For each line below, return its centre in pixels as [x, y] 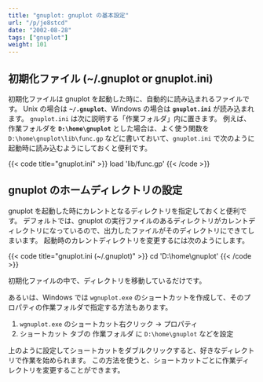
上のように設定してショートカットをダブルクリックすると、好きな [115, 350]
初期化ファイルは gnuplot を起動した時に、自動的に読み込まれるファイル [126, 98]
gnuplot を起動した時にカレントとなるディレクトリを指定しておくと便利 [124, 211]
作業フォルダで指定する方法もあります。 [107, 307]
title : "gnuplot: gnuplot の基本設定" [69, 15]
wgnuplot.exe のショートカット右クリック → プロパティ [109, 324]
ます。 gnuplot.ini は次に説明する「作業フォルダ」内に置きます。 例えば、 [130, 118]
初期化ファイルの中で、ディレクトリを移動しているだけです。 [107, 281]
